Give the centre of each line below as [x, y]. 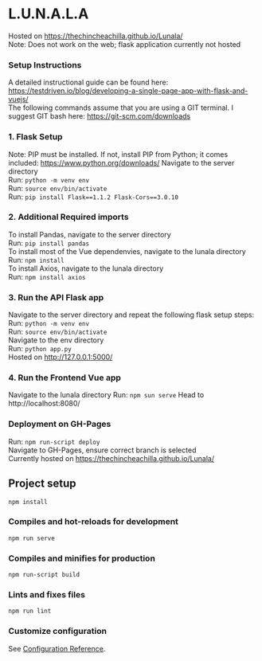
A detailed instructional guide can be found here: [88, 82]
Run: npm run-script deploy [54, 441]
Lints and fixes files [47, 595]
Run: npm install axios [47, 276]
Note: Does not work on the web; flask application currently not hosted [125, 44]
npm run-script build [44, 575]
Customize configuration [58, 632]
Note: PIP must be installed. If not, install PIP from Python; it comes [118, 154]
